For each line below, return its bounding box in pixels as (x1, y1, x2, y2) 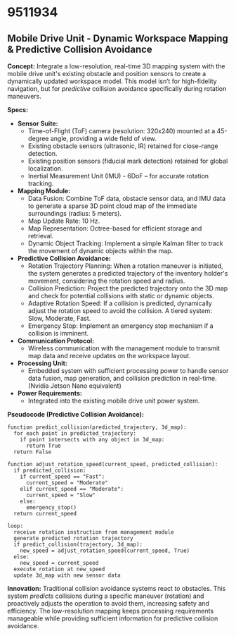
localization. (27, 164, 63, 173)
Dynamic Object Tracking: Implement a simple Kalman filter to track (27, 239, 223, 247)
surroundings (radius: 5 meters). (27, 209, 122, 217)
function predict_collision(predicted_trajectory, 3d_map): (7, 424, 188, 431)
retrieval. (27, 232, 54, 240)
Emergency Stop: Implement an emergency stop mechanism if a (27, 322, 214, 330)
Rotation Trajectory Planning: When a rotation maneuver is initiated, (27, 262, 223, 270)
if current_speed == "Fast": (20, 473, 105, 480)
